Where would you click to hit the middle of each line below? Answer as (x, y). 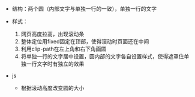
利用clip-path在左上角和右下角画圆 (64, 49)
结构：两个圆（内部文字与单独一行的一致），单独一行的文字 (84, 9)
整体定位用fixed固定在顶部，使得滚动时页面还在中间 (85, 41)
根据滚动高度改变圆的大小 (52, 88)
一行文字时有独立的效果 (55, 64)
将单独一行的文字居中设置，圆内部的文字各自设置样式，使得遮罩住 (102, 56)
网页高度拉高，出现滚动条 (52, 34)
